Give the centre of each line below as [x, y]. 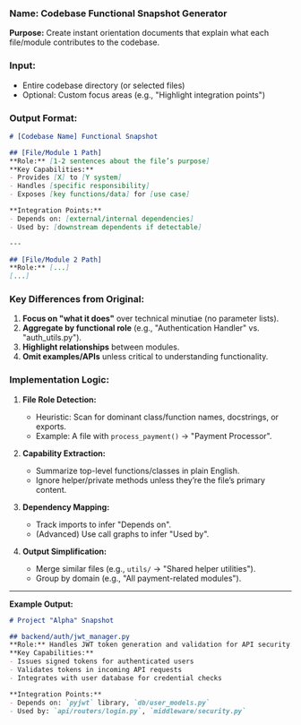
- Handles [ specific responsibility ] [80, 186]
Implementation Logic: [60, 380]
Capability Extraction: [64, 453]
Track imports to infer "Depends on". [103, 524]
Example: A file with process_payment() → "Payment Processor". [154, 436]
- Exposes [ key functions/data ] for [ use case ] [100, 194]
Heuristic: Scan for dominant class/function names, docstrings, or [157, 417]
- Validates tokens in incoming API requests [95, 670]
